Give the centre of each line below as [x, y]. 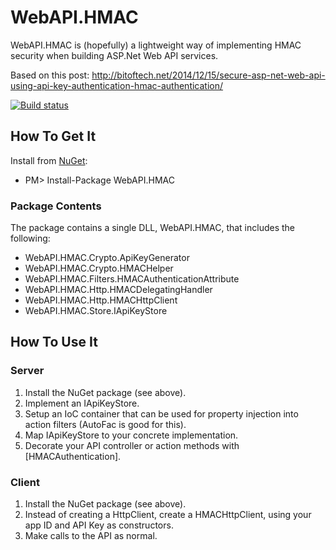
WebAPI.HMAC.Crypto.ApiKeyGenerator [107, 258]
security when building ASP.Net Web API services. [114, 55]
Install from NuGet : [49, 160]
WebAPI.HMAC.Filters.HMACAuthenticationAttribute [132, 279]
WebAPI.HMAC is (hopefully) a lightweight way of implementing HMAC [156, 45]
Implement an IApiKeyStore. [82, 403]
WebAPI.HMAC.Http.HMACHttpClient [101, 300]
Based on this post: [50, 75]
